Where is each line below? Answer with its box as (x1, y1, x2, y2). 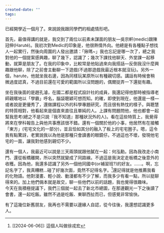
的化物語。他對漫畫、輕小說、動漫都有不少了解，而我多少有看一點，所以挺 (5, 173, 155, 179)
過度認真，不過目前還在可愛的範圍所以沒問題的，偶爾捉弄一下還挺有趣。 (9, 79, 155, 85)
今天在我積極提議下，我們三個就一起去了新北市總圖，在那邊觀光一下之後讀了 (5, 185, 159, 191)
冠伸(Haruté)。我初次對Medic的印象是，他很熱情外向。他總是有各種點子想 (5, 42, 154, 48)
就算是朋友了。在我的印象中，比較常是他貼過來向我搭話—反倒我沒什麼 (13, 61, 155, 66)
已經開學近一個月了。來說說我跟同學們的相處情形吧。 (5, 25, 112, 32)
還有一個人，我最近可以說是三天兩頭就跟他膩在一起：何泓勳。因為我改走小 (5, 148, 155, 154)
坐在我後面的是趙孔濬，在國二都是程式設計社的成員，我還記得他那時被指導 (5, 89, 155, 95)
